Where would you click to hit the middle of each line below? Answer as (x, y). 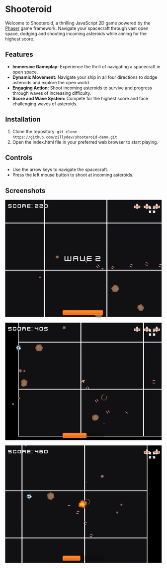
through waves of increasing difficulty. (52, 93)
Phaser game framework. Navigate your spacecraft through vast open (77, 28)
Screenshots (25, 190)
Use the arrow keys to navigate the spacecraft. (60, 170)
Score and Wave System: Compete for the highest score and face (80, 98)
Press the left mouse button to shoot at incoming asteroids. (73, 175)
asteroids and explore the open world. (51, 82)
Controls (19, 157)
